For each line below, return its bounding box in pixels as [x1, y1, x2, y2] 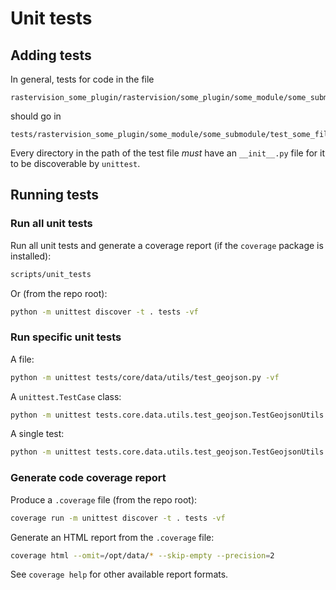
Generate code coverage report [10, 471, 167, 485]
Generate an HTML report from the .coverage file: [10, 531, 215, 543]
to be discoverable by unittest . [10, 158, 141, 169]
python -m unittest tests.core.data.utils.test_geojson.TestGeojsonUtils [10, 410, 325, 420]
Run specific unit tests [10, 330, 122, 344]
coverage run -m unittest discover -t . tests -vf [10, 513, 226, 523]
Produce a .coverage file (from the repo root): [10, 493, 198, 506]
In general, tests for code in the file [10, 73, 155, 85]
